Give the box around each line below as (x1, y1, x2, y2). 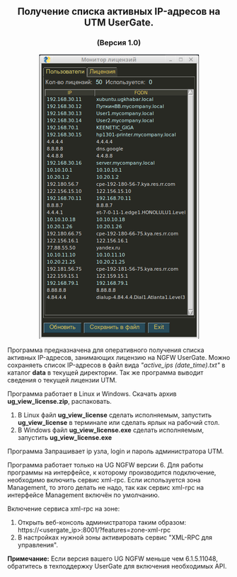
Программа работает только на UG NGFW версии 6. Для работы (7, 460, 204, 469)
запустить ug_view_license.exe (17, 433, 112, 441)
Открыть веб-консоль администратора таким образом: (17, 518, 187, 526)
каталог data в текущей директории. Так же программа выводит (7, 368, 204, 377)
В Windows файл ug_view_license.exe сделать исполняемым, (17, 426, 204, 434)
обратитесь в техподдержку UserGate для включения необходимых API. (7, 561, 227, 570)
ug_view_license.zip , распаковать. (7, 397, 112, 405)
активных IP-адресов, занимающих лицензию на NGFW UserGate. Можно (7, 353, 231, 361)
